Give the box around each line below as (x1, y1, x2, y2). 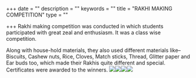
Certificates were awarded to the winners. (6, 66, 108, 73)
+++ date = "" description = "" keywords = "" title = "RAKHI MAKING (6, 5, 172, 12)
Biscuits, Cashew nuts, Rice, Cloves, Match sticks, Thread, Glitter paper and (6, 53, 190, 60)
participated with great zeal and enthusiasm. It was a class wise (6, 29, 161, 36)
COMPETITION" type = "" (6, 11, 68, 18)
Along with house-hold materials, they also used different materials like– (6, 47, 181, 54)
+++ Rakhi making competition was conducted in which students (6, 23, 164, 30)
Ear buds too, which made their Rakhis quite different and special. (6, 59, 166, 66)
